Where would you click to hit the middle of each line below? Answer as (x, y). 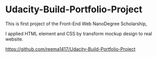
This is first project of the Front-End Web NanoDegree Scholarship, (76, 24)
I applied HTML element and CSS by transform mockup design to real (79, 33)
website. (14, 39)
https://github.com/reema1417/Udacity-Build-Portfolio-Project (71, 49)
